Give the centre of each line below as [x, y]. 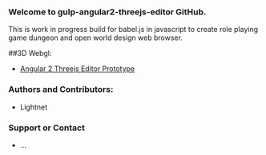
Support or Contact [47, 128]
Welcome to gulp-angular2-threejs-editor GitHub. [107, 12]
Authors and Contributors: [61, 89]
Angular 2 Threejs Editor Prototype [77, 69]
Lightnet [34, 107]
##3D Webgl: [30, 54]
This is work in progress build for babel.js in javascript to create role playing [133, 30]
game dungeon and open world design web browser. [95, 38]
